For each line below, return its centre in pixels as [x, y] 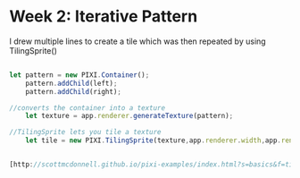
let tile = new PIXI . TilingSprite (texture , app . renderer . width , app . [153, 140]
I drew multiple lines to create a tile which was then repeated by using [137, 41]
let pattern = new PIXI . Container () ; [79, 75]
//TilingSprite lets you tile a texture [86, 132]
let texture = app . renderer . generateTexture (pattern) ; [129, 116]
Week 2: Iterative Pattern [104, 17]
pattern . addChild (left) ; [71, 83]
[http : [21, 165]
